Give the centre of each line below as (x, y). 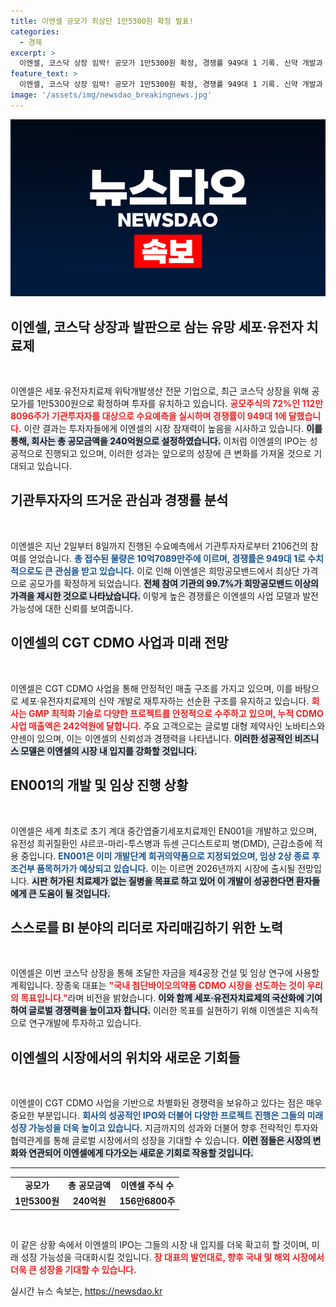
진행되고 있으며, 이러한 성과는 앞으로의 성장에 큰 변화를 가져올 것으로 (178, 454)
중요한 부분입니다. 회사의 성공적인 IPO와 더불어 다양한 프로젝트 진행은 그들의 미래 (167, 1116)
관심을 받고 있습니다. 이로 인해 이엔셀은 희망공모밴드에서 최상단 (177, 571)
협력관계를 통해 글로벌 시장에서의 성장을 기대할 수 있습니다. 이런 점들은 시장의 (161, 1141)
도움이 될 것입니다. (74, 893)
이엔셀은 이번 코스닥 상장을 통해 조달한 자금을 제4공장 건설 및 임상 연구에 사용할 (165, 973)
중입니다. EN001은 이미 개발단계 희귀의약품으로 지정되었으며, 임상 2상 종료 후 (170, 856)
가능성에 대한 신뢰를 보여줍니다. (72, 608)
